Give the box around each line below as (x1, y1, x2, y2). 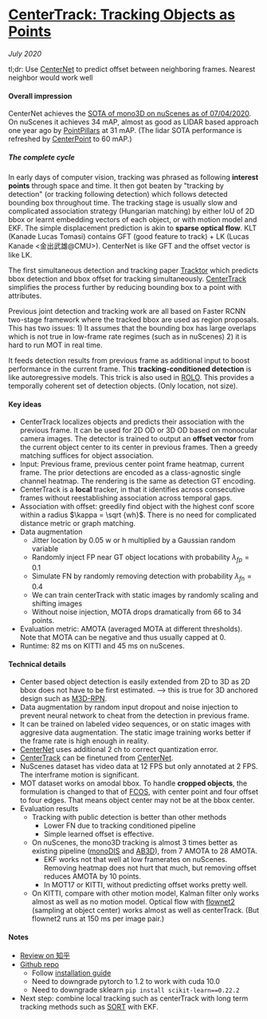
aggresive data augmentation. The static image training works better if (19, 727, 251, 738)
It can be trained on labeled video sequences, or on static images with (19, 719, 251, 729)
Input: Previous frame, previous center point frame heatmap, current (19, 460, 245, 469)
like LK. (8, 250, 33, 260)
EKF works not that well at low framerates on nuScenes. (43, 855, 228, 864)
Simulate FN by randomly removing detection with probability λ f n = (31, 571, 253, 582)
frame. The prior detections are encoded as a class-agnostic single (19, 468, 241, 477)
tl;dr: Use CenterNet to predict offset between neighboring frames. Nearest (8, 64, 256, 73)
